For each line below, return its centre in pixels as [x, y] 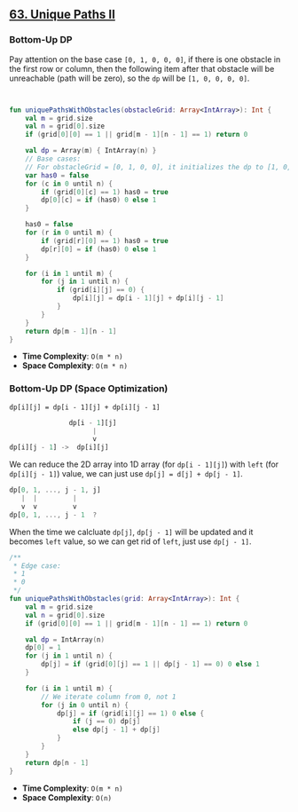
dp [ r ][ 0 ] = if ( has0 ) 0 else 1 [99, 249]
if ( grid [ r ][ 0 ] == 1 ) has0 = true [105, 240]
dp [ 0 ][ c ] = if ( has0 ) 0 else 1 [99, 200]
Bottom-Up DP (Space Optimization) [89, 389]
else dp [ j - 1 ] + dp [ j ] [117, 730]
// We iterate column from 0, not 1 [109, 697]
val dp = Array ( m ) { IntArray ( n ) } [91, 151]
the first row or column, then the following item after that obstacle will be [142, 68]
